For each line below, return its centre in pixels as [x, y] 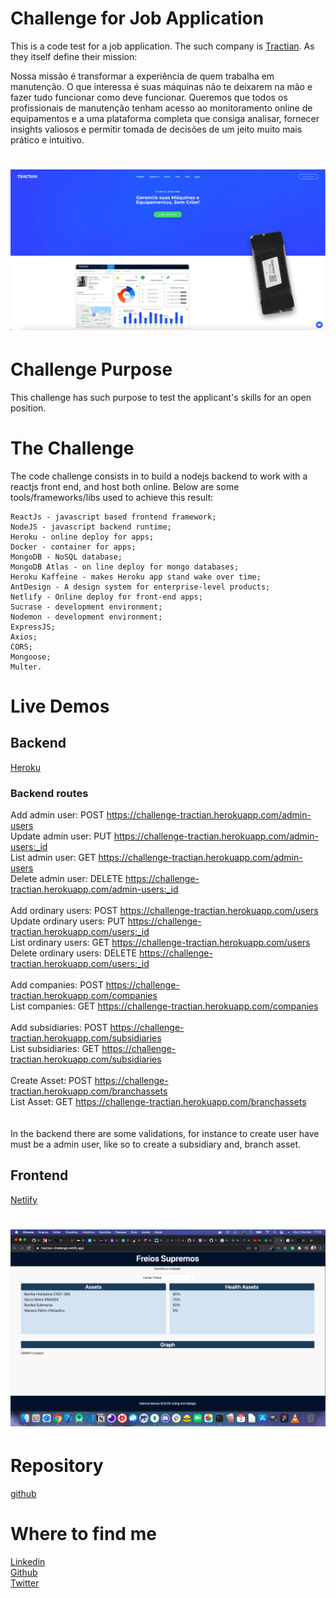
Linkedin [28, 1561]
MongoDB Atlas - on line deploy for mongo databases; [125, 567]
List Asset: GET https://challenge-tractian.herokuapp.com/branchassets [158, 1101]
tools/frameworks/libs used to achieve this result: [112, 497]
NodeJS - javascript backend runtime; [91, 527]
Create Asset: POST [51, 1080]
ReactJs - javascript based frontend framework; [113, 517]
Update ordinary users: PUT [68, 921]
